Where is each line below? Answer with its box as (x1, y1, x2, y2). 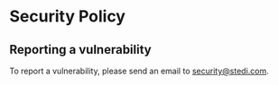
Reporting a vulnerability (9, 42, 152, 57)
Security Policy (9, 6, 126, 27)
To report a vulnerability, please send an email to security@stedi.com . (9, 65, 269, 76)
